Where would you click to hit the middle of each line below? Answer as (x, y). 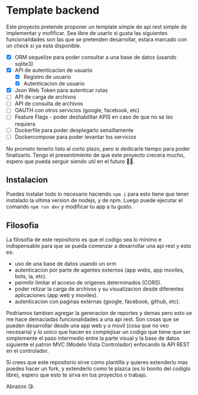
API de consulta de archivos (49, 104)
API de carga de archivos (45, 97)
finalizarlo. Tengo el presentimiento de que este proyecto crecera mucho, (95, 155)
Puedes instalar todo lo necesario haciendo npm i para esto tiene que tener (98, 194)
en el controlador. (27, 351)
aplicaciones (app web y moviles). (56, 295)
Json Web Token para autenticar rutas (61, 90)
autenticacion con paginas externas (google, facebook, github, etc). (97, 302)
